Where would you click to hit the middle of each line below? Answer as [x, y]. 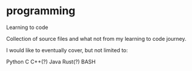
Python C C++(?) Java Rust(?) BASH [51, 62]
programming [41, 11]
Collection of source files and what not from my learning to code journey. [96, 38]
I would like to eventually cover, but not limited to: [67, 50]
